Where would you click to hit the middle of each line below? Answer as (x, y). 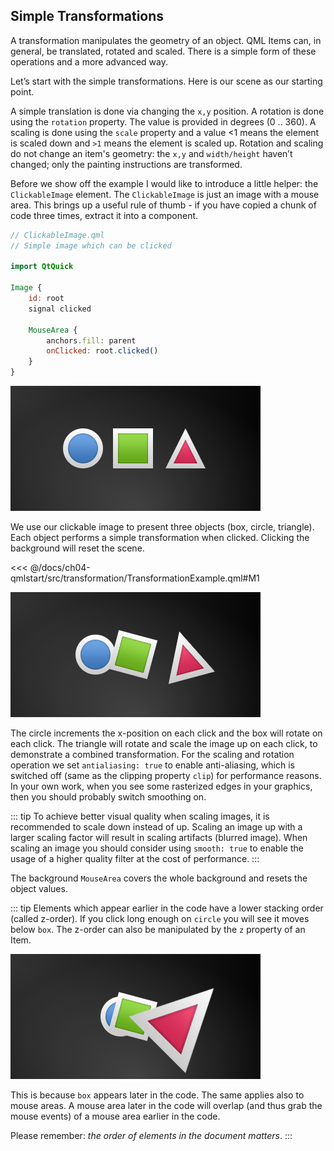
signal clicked (60, 309)
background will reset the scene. (77, 548)
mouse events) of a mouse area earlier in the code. (115, 1116)
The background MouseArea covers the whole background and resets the (159, 878)
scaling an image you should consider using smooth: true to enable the (157, 848)
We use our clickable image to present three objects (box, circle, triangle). (162, 527)
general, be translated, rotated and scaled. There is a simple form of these (163, 51)
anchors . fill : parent (91, 340)
